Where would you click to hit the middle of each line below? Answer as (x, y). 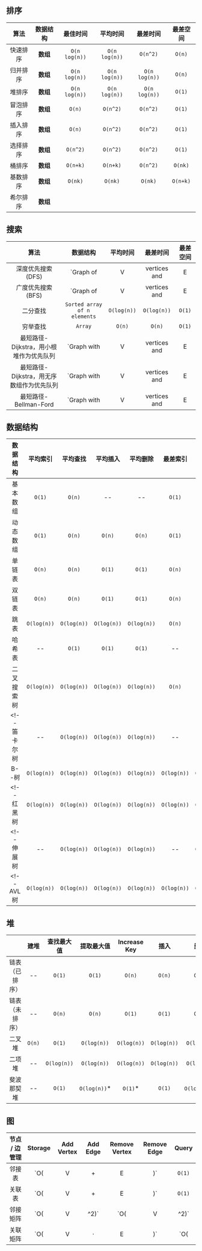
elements (84, 316)
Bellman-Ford (34, 404)
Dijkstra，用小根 (34, 346)
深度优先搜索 (34, 268)
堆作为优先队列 (34, 355)
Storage (39, 1148)
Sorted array (84, 304)
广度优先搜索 (34, 287)
